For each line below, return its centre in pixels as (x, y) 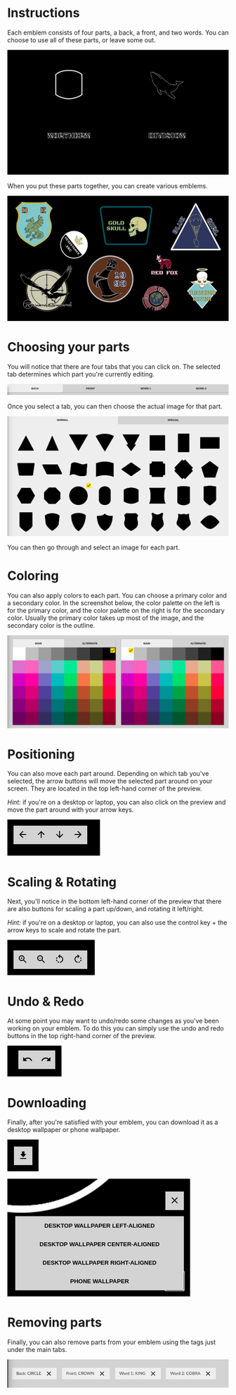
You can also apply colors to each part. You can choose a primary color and (117, 595)
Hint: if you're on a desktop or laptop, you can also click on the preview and (117, 803)
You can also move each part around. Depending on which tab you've (108, 774)
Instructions (44, 13)
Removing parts (54, 1323)
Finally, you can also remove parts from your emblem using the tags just (112, 1342)
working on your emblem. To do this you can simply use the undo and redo (116, 1028)
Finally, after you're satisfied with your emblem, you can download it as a (113, 1122)
